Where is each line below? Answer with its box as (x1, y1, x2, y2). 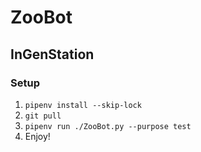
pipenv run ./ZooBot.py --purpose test (24, 121, 192, 131)
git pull (24, 111, 62, 121)
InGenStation (10, 46, 95, 63)
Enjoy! (24, 130, 51, 142)
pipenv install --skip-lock (24, 100, 142, 110)
